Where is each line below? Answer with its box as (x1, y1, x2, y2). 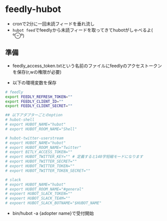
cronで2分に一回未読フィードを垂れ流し (12, 21, 95, 27)
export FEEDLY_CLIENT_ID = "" (5, 99, 64, 104)
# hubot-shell (5, 117, 35, 122)
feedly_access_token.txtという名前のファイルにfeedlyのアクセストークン (12, 63, 162, 69)
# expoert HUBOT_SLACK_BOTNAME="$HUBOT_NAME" (5, 200, 101, 206)
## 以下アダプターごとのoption (5, 113, 63, 118)
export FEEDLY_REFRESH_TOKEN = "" (5, 94, 72, 99)
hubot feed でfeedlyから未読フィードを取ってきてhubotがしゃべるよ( (12, 27, 153, 33)
